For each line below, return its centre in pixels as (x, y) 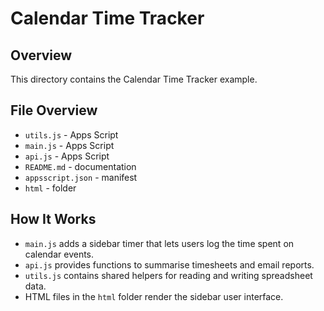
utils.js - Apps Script (71, 134)
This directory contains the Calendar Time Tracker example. (134, 79)
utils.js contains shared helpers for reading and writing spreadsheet (168, 275)
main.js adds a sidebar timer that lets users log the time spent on (159, 243)
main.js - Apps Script (69, 145)
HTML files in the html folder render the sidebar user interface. (154, 296)
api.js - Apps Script (67, 156)
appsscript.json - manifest (81, 177)
